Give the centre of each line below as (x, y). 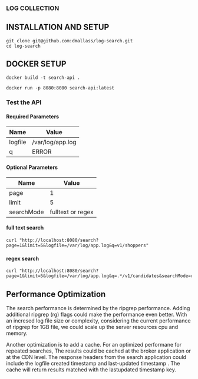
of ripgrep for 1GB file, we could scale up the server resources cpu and (92, 327)
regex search (23, 258)
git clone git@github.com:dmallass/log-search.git (70, 41)
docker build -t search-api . (43, 78)
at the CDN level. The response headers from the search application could (96, 357)
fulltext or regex (72, 212)
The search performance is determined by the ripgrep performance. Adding (98, 308)
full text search (25, 228)
